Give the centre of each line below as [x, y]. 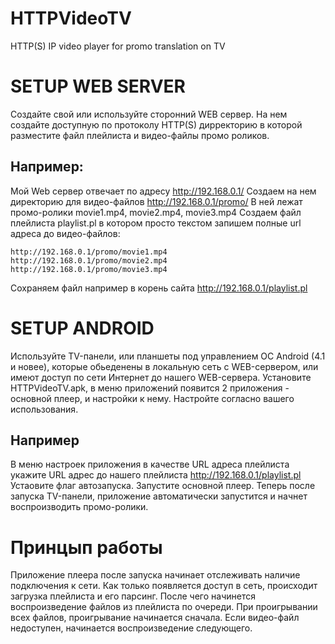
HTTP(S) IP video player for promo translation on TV [118, 46]
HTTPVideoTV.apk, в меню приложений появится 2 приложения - [150, 388]
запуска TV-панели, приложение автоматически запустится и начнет [159, 496]
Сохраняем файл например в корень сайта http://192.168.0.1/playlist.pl [159, 288]
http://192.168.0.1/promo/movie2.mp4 [89, 260]
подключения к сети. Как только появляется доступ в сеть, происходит [164, 586]
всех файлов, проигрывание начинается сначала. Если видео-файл [155, 618]
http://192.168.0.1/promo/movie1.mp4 [89, 252]
